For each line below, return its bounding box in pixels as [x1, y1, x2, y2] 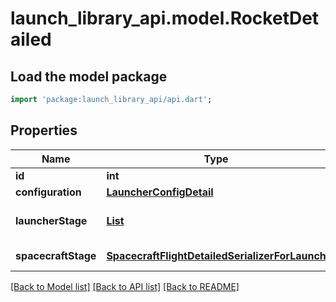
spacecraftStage [15, 248, 97, 262]
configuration [15, 185, 82, 199]
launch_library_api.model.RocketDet [10, 7, 320, 30]
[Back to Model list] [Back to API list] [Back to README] [10, 280, 240, 292]
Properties [10, 122, 78, 139]
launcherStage [15, 213, 88, 227]
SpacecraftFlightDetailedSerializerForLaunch [106, 248, 327, 262]
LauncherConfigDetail [106, 185, 214, 199]
